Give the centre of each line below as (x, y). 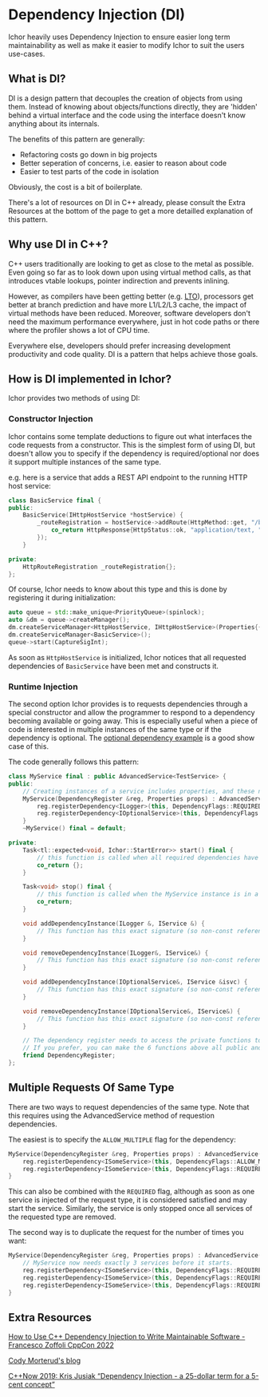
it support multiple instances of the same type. (85, 461)
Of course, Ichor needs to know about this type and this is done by (118, 589)
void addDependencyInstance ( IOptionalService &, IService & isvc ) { (135, 982)
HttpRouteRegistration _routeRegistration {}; (100, 567)
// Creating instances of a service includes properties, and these (139, 791)
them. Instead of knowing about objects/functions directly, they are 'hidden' (133, 106)
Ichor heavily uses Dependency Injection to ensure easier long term (119, 37)
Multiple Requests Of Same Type (91, 1088)
